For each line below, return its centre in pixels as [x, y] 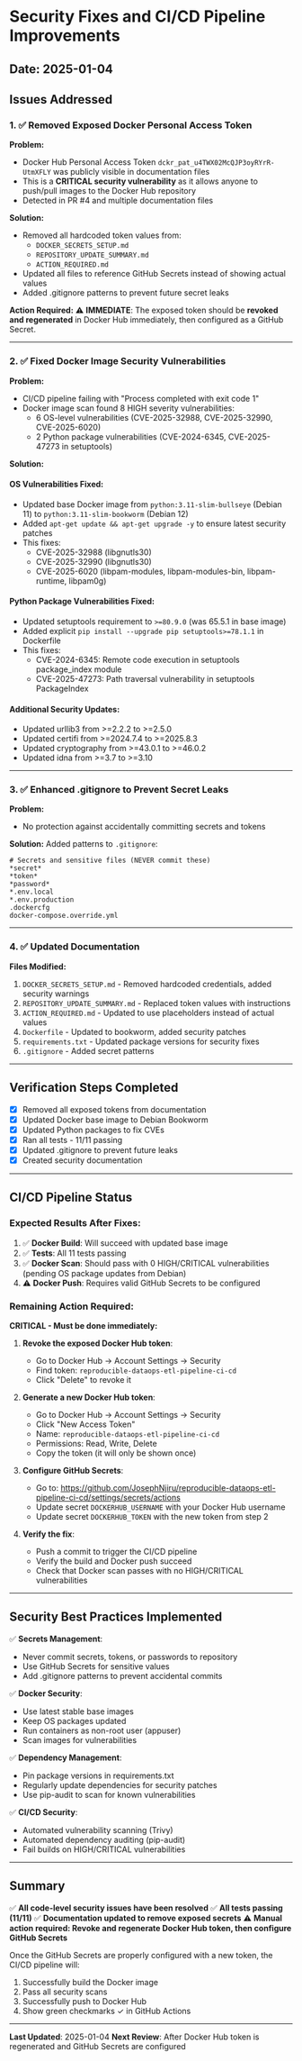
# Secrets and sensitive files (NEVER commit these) [110, 861]
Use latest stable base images [78, 1711]
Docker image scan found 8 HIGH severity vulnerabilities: [129, 408]
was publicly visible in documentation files [131, 172]
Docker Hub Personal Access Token [89, 162]
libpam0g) [88, 581]
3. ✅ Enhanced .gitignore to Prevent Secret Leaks [119, 790]
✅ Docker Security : [46, 1693]
